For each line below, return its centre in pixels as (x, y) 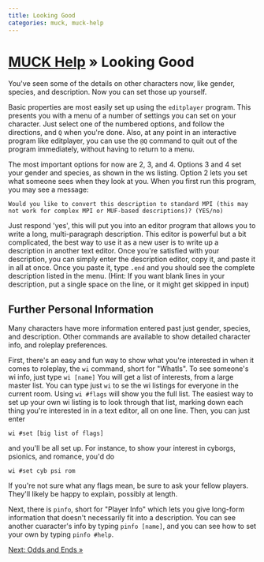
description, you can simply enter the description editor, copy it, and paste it (132, 259)
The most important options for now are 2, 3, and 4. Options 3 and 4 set (125, 165)
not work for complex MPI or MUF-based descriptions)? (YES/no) (116, 211)
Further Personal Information (81, 309)
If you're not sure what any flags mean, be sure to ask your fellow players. (128, 485)
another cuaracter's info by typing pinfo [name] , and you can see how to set (132, 526)
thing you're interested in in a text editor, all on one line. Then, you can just (129, 410)
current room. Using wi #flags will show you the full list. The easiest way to (131, 394)
